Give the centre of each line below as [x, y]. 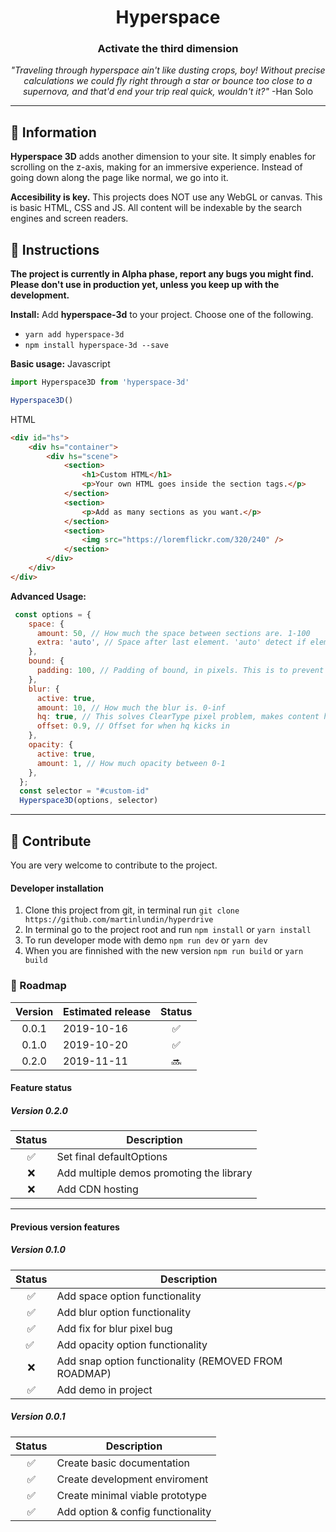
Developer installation [57, 888]
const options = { [53, 614]
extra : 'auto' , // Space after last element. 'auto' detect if [171, 642]
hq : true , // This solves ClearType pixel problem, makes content [178, 717]
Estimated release [107, 1011]
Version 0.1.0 [38, 1250]
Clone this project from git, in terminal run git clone [132, 910]
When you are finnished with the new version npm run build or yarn [164, 951]
